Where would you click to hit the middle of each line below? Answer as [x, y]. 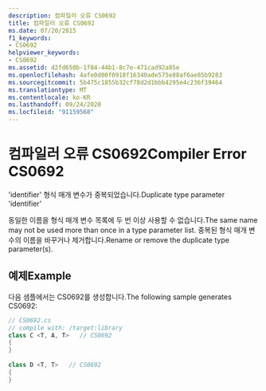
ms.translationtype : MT [48, 90]
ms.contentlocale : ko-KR [49, 97]
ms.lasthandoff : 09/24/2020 [55, 105]
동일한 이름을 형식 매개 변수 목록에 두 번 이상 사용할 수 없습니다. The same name [133, 219]
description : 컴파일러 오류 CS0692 [62, 16]
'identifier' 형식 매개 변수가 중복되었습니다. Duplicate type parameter [117, 194]
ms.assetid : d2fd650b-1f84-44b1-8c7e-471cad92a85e [94, 68]
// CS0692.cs [30, 320]
